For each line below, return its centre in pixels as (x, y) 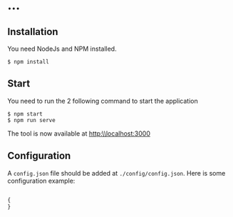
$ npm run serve (31, 120)
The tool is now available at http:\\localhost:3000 (79, 133)
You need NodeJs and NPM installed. (62, 49)
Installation (33, 32)
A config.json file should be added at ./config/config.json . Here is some (116, 173)
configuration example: (41, 181)
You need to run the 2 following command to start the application (103, 101)
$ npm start (25, 114)
